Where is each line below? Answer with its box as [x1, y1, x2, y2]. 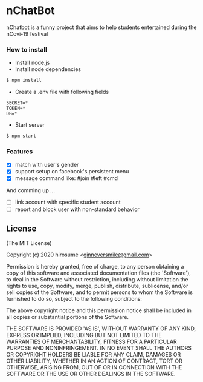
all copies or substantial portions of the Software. [6, 313, 129, 321]
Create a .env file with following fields [14, 89, 109, 96]
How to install [6, 45, 47, 53]
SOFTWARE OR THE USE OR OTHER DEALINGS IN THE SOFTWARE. [6, 370, 176, 378]
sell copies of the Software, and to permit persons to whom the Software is [6, 289, 193, 296]
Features [6, 147, 33, 155]
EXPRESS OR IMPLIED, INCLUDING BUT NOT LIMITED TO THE [6, 332, 162, 339]
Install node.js [14, 59, 50, 67]
